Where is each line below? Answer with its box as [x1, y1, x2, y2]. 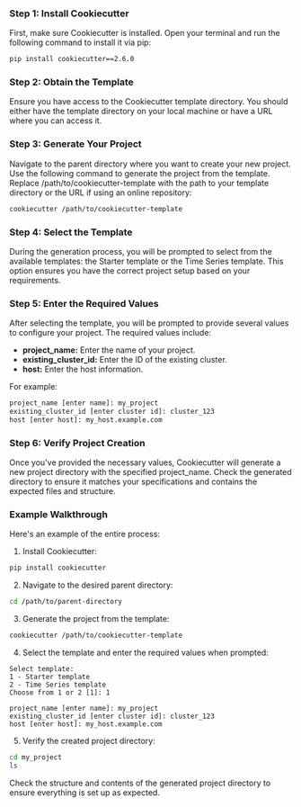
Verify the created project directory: [22, 736, 155, 747]
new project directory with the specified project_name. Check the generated [9, 467, 292, 478]
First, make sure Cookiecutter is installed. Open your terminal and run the [9, 28, 280, 39]
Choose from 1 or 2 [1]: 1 [9, 688, 111, 697]
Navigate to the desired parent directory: [22, 579, 173, 591]
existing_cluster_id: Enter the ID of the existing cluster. [22, 354, 227, 365]
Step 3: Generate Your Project [9, 138, 142, 150]
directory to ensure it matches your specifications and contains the [9, 476, 258, 488]
